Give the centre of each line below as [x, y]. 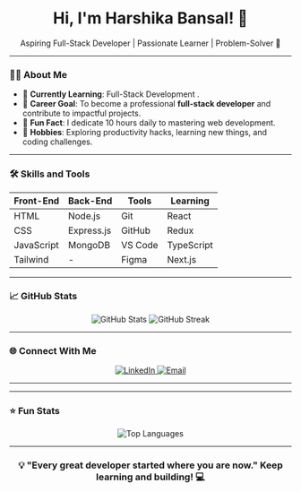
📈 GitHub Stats [43, 297]
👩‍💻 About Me [38, 74]
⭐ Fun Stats [34, 411]
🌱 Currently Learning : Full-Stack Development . [111, 94]
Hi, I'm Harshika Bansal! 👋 [150, 18]
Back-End [90, 201]
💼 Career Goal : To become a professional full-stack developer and [146, 104]
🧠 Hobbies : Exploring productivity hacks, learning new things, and [144, 133]
